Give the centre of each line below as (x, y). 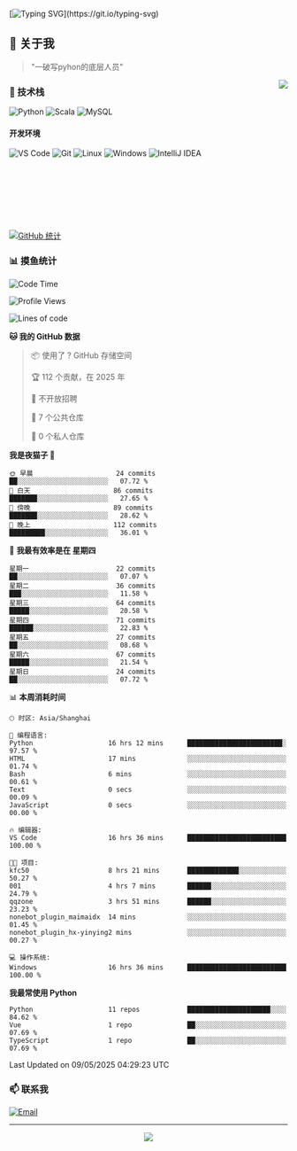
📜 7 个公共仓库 (57, 417)
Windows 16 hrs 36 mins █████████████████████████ (148, 967)
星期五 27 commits (83, 637)
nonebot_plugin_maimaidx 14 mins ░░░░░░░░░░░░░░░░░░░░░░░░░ (148, 917)
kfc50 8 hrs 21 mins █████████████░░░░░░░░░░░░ (148, 870)
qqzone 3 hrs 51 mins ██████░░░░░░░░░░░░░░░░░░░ (148, 901)
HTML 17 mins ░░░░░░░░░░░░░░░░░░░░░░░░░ (148, 758)
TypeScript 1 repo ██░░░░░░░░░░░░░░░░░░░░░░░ (148, 1040)
